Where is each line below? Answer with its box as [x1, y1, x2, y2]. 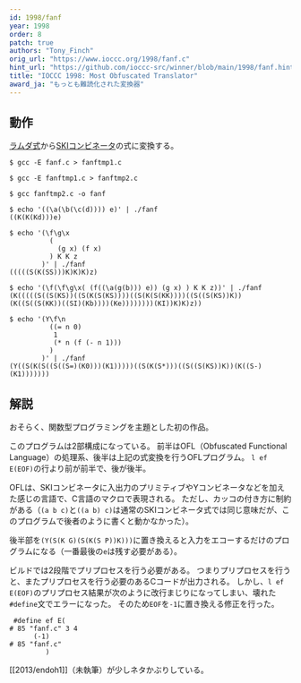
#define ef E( [13, 617, 66, 626]
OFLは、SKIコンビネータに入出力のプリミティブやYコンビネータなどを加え [9, 482, 285, 493]
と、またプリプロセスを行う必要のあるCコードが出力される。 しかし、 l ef [9, 576, 285, 587]
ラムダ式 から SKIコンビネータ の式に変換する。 [9, 141, 179, 151]
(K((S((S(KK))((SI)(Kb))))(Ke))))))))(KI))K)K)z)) [9, 299, 202, 309]
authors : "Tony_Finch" [9, 47, 94, 55]
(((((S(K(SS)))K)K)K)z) [9, 268, 99, 277]
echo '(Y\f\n [17, 315, 66, 324]
